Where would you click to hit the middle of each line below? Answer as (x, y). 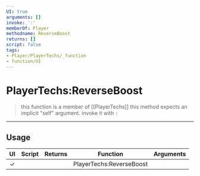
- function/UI (24, 61)
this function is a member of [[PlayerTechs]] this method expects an (104, 107)
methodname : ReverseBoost (38, 34)
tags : (13, 50)
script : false (24, 45)
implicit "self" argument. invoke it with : (69, 113)
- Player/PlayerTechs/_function (46, 56)
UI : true (17, 12)
